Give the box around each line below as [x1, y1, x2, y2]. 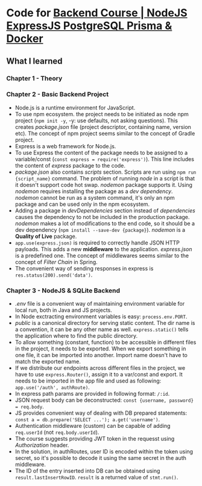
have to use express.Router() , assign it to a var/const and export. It [14, 371, 183, 378]
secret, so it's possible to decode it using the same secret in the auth [14, 455, 187, 462]
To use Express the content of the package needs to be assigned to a [14, 149, 188, 156]
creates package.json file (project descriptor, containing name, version [14, 123, 192, 130]
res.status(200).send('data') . [14, 271, 93, 278]
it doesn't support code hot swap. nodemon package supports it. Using [14, 181, 193, 188]
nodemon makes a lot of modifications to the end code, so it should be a [14, 220, 195, 227]
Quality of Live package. [14, 232, 77, 240]
